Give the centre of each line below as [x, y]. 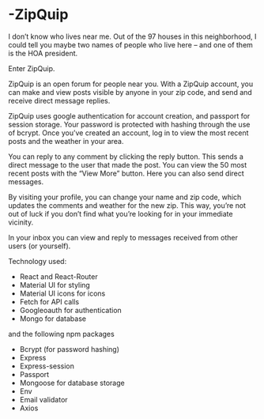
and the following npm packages [61, 334]
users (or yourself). [40, 246]
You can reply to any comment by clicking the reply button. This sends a [126, 157]
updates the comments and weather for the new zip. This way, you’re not [127, 205]
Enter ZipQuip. [32, 68]
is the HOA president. [43, 53]
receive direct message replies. [59, 100]
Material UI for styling [55, 285]
